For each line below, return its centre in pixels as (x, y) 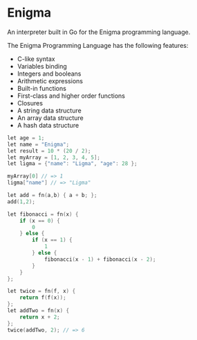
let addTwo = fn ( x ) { (38, 311)
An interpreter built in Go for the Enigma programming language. (99, 32)
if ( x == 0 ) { (40, 221)
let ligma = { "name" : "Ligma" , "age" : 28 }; (72, 164)
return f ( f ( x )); (43, 298)
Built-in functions (42, 88)
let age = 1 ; (26, 138)
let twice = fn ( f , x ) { (41, 291)
